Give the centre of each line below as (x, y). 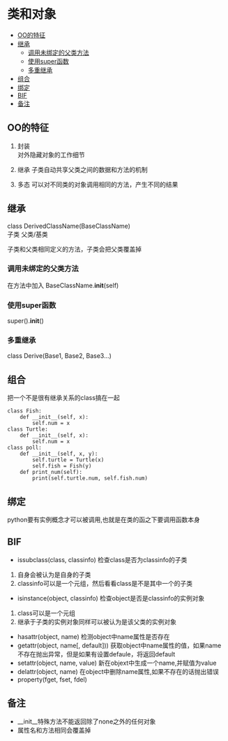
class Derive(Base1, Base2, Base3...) (59, 356)
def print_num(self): (51, 473)
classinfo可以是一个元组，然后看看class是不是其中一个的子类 (105, 583)
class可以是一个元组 (46, 613)
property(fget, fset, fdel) (52, 679)
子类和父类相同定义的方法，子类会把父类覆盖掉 (74, 249)
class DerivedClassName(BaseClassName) (69, 226)
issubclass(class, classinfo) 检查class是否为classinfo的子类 (102, 559)
